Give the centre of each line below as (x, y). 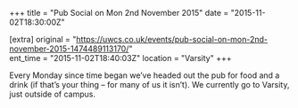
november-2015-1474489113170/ (69, 49)
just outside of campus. (53, 94)
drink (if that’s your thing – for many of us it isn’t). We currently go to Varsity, (149, 85)
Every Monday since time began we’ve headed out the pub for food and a (145, 75)
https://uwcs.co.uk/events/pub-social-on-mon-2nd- (172, 39)
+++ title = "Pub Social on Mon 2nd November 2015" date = (119, 13)
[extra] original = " (43, 39)
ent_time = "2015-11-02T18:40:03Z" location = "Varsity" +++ (120, 58)
